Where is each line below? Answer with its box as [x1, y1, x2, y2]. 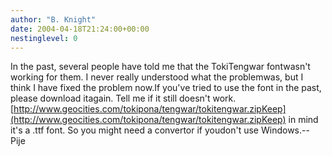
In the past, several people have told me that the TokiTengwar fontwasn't [10, 61, 311, 73]
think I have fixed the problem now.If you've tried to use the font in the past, [10, 82, 322, 94]
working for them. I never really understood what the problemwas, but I [10, 71, 304, 83]
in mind [288, 114, 319, 126]
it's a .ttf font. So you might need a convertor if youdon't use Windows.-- [10, 124, 310, 136]
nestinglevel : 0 [10, 33, 78, 43]
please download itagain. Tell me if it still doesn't [10, 92, 211, 105]
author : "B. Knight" [10, 14, 97, 25]
